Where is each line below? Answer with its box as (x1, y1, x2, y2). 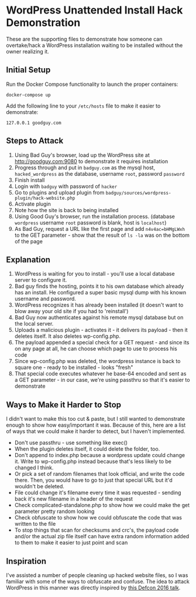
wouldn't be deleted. (14, 483, 64, 490)
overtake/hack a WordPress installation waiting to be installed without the (6, 42, 183, 49)
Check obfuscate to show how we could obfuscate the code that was (14, 514, 183, 521)
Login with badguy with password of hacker (14, 183, 118, 190)
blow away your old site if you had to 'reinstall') (14, 308, 129, 315)
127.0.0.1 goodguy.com (6, 120, 61, 126)
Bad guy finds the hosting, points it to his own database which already (14, 283, 184, 290)
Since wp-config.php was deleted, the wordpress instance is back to (14, 358, 181, 365)
